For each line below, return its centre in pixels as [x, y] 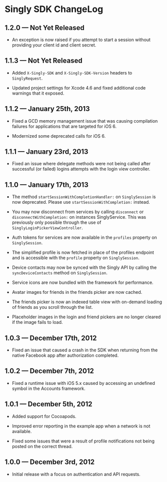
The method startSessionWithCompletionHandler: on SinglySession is [84, 197]
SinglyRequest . [27, 78]
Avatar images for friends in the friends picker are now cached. [77, 292]
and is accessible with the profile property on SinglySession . [75, 258]
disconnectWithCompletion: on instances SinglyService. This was [79, 217]
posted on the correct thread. [42, 446]
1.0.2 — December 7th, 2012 [49, 371]
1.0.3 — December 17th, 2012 [51, 338]
